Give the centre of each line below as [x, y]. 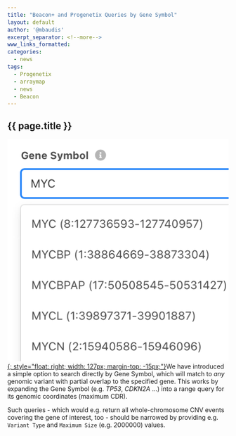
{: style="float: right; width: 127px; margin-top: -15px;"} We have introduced [116, 366]
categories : [25, 52]
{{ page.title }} [40, 126]
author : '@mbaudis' [36, 30]
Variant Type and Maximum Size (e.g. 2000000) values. [86, 425]
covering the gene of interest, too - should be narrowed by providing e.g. [113, 418]
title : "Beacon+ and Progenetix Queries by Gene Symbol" [92, 15]
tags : [15, 67]
